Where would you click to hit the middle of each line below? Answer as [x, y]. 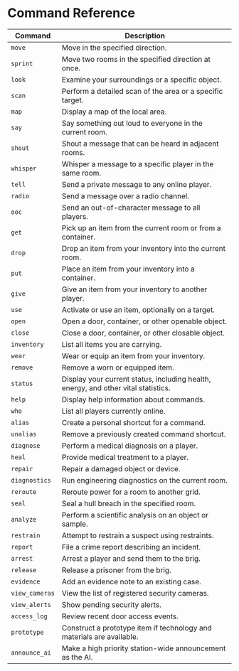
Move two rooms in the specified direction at [136, 59]
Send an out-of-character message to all [131, 208]
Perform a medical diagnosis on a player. [130, 446]
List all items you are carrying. [112, 344]
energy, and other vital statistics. [116, 387]
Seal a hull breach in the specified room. [129, 503]
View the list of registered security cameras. [135, 593]
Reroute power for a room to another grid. [131, 492]
